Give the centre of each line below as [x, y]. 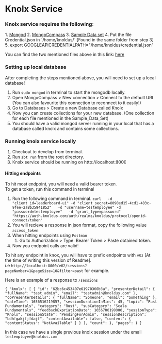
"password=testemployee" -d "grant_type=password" [66, 212]
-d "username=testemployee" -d [89, 208]
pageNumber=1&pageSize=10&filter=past [44, 271]
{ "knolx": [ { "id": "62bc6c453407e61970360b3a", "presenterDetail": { [80, 289]
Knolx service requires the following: [49, 24]
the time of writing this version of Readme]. [48, 260]
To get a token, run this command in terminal [50, 189]
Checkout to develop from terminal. [48, 152]
